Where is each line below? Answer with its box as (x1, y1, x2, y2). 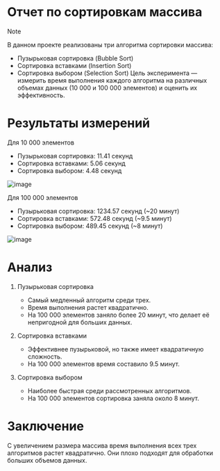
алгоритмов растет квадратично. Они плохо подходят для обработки (7, 449, 214, 457)
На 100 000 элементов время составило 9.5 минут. (27, 359, 180, 368)
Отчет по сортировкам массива (7, 4, 203, 20)
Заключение (7, 418, 85, 434)
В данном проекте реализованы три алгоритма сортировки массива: (7, 40, 214, 49)
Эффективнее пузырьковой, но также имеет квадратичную (27, 345, 204, 353)
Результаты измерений (7, 115, 151, 131)
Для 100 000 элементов (7, 193, 78, 201)
